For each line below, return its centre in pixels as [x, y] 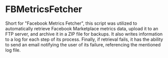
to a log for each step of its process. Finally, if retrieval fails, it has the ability [84, 39]
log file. [13, 50]
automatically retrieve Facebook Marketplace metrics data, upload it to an [82, 28]
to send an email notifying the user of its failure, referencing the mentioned [83, 44]
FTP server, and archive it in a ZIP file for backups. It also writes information [84, 34]
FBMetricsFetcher [44, 9]
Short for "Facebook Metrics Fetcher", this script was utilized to [71, 23]
